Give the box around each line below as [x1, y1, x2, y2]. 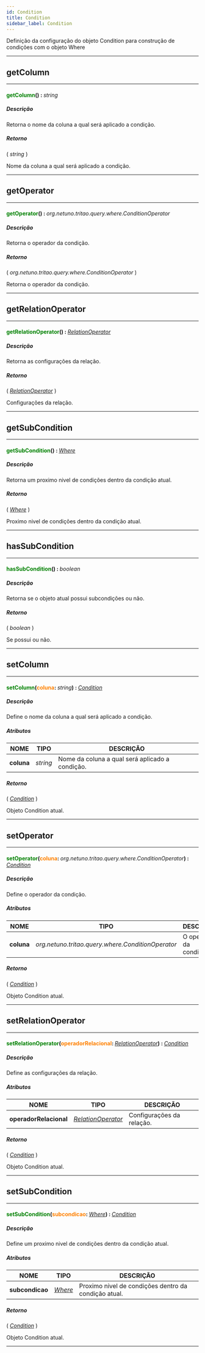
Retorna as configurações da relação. [6, 358, 101, 365]
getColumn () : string [6, 91, 58, 99]
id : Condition [6, 9, 43, 15]
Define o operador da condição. [6, 890, 87, 898]
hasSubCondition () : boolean [6, 565, 81, 573]
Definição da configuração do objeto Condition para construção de [6, 37, 175, 45]
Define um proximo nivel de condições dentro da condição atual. [6, 1240, 169, 1248]
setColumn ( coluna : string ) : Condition [6, 684, 103, 691]
